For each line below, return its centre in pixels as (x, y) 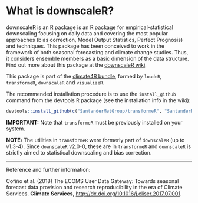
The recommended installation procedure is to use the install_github (91, 94)
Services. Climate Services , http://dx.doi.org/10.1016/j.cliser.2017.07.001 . (94, 194)
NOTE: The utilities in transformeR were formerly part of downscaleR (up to (95, 140)
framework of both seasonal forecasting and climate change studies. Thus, (97, 52)
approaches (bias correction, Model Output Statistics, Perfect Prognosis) (95, 40)
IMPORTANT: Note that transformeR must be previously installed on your (94, 122)
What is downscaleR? (60, 11)
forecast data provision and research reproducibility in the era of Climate (94, 187)
